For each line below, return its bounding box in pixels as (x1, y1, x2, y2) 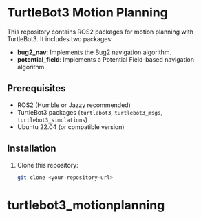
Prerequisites (7, 82, 66, 94)
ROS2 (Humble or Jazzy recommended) (17, 101, 131, 109)
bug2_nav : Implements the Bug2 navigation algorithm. (17, 48, 172, 56)
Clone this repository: (17, 161, 78, 169)
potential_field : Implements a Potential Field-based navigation (17, 55, 195, 63)
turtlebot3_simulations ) (17, 115, 88, 124)
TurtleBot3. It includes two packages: (7, 34, 113, 43)
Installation (7, 143, 56, 154)
